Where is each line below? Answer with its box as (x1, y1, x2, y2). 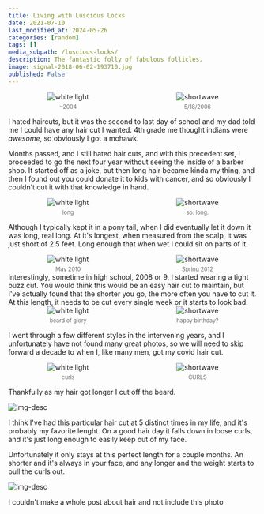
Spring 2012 (181, 265, 213, 273)
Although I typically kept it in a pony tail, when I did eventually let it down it (8, 222, 251, 231)
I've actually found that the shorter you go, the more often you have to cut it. (8, 289, 257, 298)
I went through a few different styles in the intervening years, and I (8, 330, 224, 340)
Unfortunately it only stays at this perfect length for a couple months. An (8, 449, 243, 459)
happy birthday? (176, 317, 219, 325)
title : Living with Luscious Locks (8, 11, 126, 20)
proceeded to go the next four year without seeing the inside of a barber (8, 157, 244, 167)
